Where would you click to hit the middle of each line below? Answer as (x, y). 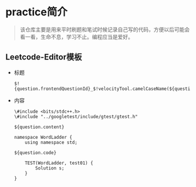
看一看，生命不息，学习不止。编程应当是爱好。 (76, 36)
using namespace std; (51, 142)
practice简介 (37, 12)
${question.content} (39, 127)
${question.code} (35, 153)
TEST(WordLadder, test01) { (59, 163)
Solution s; (50, 168)
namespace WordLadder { (43, 137)
